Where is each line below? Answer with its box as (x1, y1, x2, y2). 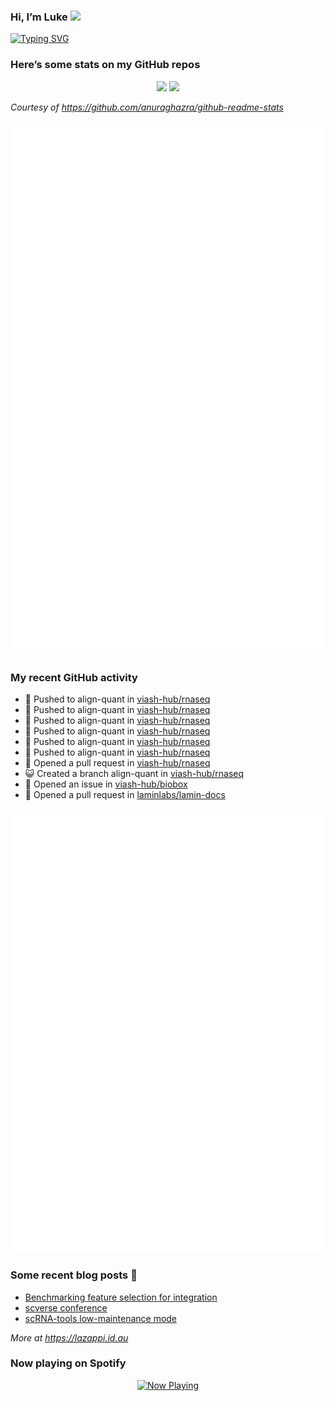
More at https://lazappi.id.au (10, 1331, 129, 1344)
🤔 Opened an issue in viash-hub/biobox (24, 778, 188, 790)
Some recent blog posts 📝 (10, 1268, 138, 1282)
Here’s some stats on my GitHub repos (10, 58, 201, 72)
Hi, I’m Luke (10, 10, 68, 24)
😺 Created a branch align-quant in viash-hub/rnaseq (24, 768, 245, 780)
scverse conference (24, 1301, 108, 1314)
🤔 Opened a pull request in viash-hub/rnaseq (24, 757, 211, 769)
